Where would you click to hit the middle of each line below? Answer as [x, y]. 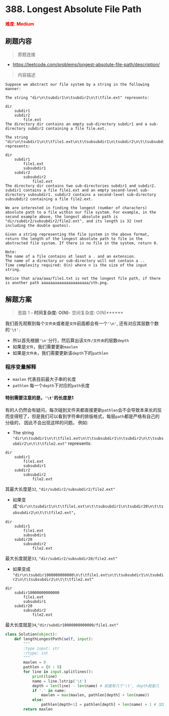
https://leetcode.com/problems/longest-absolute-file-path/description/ [86, 64]
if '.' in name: [49, 691]
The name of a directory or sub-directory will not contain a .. [75, 261]
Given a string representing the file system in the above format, [77, 234]
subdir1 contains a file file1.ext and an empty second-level [72, 190]
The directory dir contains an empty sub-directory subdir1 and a [76, 124]
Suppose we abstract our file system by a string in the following [77, 84]
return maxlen [38, 709]
